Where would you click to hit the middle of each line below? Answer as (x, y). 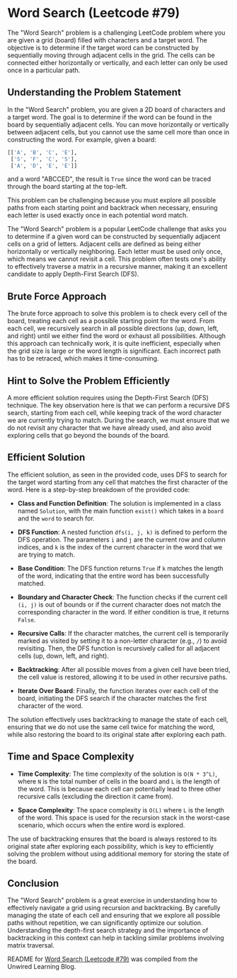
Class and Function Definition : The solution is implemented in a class (119, 503)
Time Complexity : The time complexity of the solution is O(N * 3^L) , (117, 774)
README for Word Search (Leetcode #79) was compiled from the (103, 959)
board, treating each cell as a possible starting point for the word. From (111, 321)
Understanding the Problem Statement (94, 92)
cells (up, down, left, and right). (63, 656)
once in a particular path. (44, 70)
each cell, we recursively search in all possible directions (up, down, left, (113, 328)
